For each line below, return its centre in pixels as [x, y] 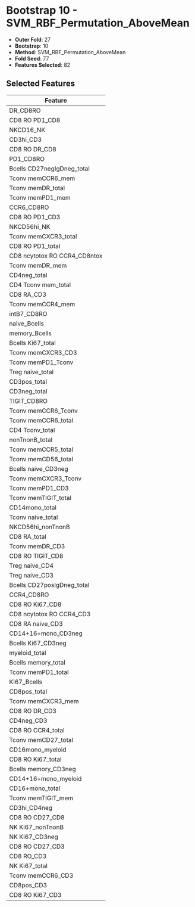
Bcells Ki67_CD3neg [38, 643]
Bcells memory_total [37, 662]
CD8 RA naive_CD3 [36, 623]
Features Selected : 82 [43, 65]
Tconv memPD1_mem [40, 197]
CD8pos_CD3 [28, 885]
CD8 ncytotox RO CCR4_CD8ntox [56, 256]
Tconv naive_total [34, 517]
